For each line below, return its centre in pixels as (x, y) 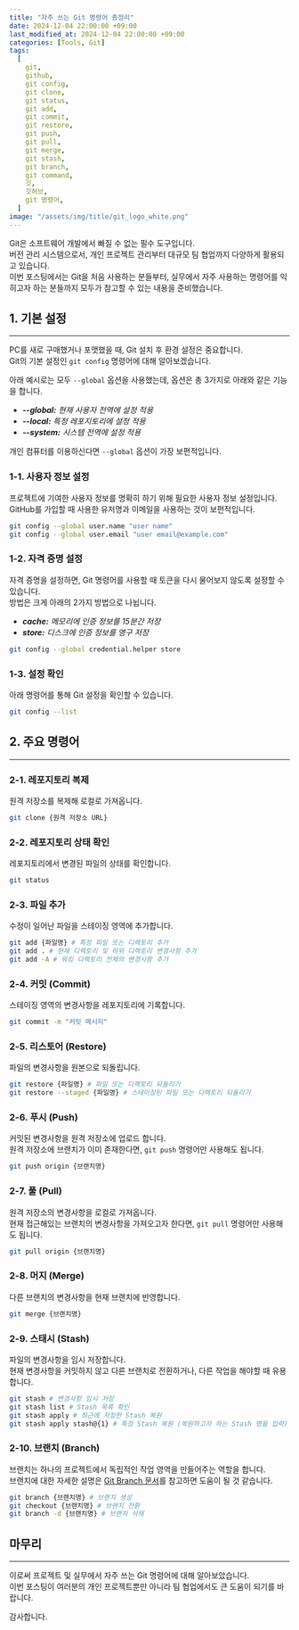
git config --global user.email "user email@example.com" (119, 534)
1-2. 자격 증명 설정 (46, 559)
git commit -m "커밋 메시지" (59, 1022)
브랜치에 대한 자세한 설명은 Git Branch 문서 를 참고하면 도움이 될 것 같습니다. (141, 1480)
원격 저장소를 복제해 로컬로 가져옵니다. (76, 800)
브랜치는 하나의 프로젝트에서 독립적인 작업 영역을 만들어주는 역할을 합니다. (137, 1469)
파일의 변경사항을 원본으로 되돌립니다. (75, 1068)
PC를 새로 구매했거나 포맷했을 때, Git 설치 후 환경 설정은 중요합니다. (126, 350)
